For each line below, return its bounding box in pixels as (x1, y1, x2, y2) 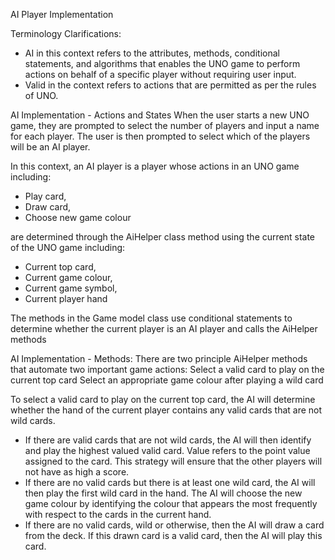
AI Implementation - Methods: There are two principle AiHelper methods (10, 353, 308, 364)
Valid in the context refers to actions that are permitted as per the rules (24, 79, 317, 91)
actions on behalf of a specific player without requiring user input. (24, 69, 297, 80)
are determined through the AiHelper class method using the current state (10, 231, 316, 243)
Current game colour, (24, 272, 113, 283)
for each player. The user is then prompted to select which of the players (10, 130, 311, 142)
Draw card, (24, 201, 72, 213)
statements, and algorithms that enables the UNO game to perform (24, 58, 301, 69)
